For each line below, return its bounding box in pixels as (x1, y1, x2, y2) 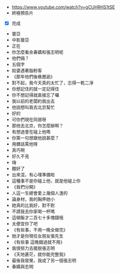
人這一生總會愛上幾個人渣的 (11, 190, 68, 196)
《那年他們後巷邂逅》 (11, 74, 55, 80)
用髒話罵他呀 (11, 141, 38, 147)
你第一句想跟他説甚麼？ (11, 135, 59, 141)
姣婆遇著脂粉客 (11, 68, 42, 74)
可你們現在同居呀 (11, 117, 47, 123)
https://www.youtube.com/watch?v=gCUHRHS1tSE (11, 4, 115, 10)
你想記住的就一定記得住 (11, 86, 59, 92)
